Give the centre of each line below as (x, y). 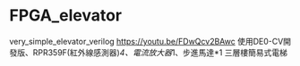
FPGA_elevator (66, 16)
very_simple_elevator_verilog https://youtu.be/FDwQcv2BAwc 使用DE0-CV (146, 41)
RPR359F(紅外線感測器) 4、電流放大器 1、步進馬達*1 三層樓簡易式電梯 (160, 52)
